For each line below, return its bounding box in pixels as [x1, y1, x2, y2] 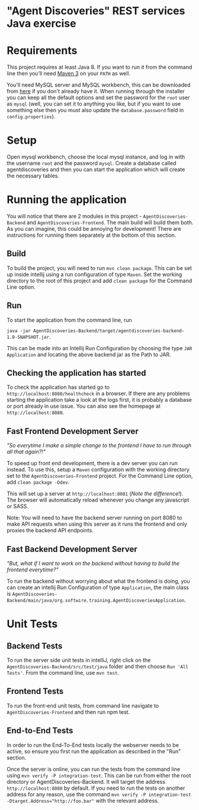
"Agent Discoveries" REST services [7, 4, 185, 18]
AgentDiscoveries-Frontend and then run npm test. [7, 708, 130, 716]
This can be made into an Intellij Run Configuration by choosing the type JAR [7, 344, 192, 351]
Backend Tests [7, 641, 63, 651]
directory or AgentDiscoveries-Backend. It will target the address [7, 778, 165, 785]
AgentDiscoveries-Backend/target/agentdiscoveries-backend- [33, 328, 185, 333]
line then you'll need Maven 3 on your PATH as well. [7, 70, 131, 77]
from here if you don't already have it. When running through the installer [7, 88, 185, 95]
